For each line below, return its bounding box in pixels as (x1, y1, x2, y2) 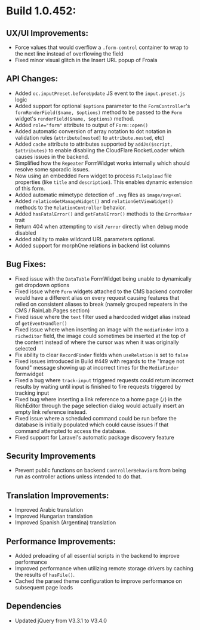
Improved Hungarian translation (14, 512, 93, 520)
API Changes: (6, 73, 59, 84)
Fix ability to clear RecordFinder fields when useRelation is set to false (14, 351, 189, 358)
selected (14, 345, 37, 352)
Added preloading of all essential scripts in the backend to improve (14, 552, 180, 560)
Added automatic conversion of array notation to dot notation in (14, 127, 172, 135)
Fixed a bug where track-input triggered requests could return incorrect (14, 376, 194, 383)
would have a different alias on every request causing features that (14, 294, 180, 301)
